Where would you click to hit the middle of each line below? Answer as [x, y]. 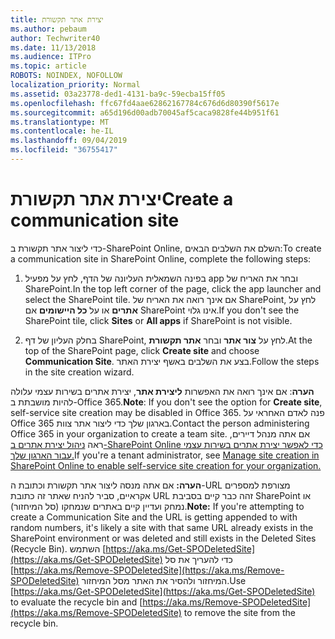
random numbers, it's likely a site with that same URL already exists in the [162, 527]
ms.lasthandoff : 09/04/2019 [69, 141]
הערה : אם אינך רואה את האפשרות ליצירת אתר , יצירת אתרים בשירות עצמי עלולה [162, 391]
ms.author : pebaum [48, 29]
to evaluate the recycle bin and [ [76, 602]
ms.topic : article [48, 66]
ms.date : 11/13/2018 [53, 47]
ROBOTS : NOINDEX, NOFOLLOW [66, 76]
